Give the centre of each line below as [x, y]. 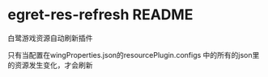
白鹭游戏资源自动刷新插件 [50, 38]
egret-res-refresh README [100, 15]
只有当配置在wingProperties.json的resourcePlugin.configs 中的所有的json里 [134, 55]
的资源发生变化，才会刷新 [50, 65]
